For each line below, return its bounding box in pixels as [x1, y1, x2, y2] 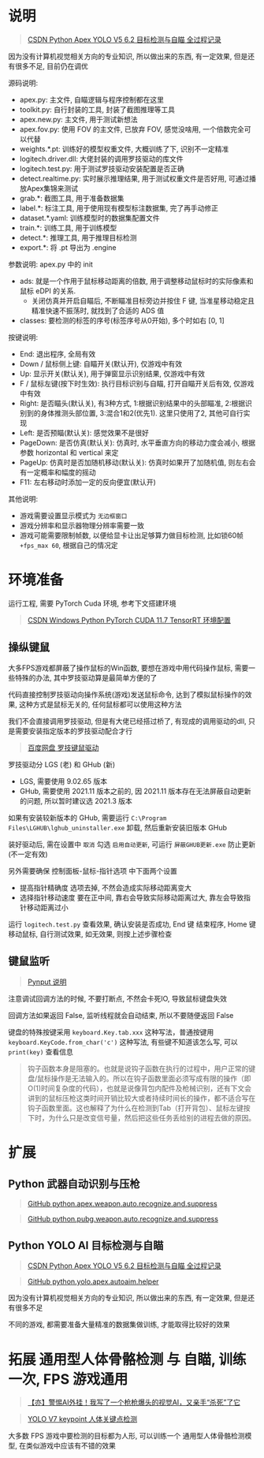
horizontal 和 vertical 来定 [35, 447, 119, 457]
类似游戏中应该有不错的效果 [25, 1441, 116, 1451]
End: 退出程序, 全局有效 [19, 349, 96, 359]
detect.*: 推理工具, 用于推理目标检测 [19, 233, 137, 242]
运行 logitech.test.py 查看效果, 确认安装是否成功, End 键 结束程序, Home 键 [8, 919, 256, 929]
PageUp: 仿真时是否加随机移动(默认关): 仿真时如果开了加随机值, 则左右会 [19, 457, 256, 467]
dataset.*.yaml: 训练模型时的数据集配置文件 [19, 213, 160, 222]
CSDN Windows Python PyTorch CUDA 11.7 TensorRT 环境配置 [27, 615, 231, 625]
